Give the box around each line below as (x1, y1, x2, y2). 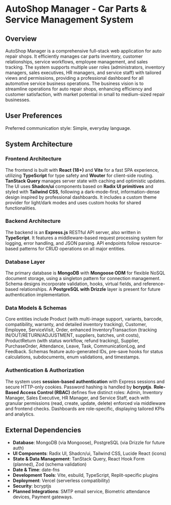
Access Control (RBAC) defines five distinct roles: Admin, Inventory (19, 389, 163, 395)
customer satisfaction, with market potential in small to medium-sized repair (5, 91, 165, 97)
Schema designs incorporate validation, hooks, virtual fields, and (5, 281, 142, 287)
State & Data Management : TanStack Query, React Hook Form (12, 455, 144, 462)
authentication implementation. (5, 292, 70, 298)
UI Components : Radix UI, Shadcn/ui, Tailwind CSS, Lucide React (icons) (12, 450, 167, 456)
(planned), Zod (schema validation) (12, 461, 87, 467)
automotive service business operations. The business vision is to (5, 80, 144, 86)
